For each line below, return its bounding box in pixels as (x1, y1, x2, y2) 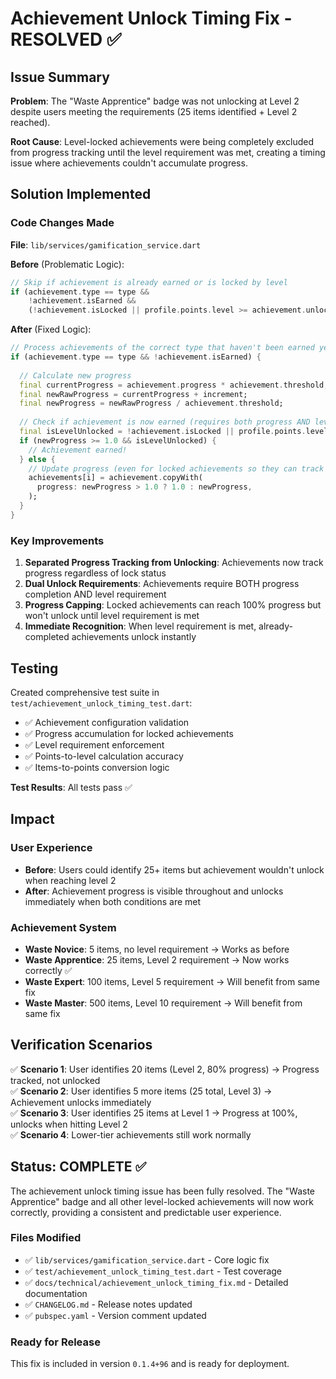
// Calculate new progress (19, 370, 132, 381)
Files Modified (10, 1231, 82, 1245)
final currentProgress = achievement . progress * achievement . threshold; (19, 380, 329, 390)
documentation (24, 1287, 88, 1299)
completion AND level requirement (24, 588, 167, 601)
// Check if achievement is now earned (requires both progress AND (19, 417, 311, 427)
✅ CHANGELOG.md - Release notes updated (24, 1298, 193, 1310)
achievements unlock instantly (71, 631, 197, 643)
